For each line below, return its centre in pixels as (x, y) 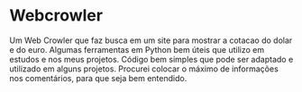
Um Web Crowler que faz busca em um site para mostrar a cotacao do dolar (151, 40)
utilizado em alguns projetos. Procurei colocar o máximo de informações (144, 69)
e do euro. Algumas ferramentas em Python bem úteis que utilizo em (137, 49)
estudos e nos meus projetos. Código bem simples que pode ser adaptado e (151, 59)
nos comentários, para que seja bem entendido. (98, 78)
